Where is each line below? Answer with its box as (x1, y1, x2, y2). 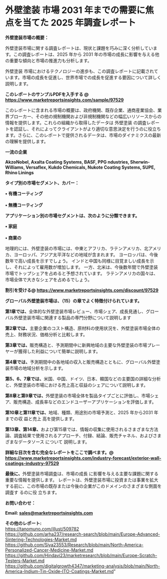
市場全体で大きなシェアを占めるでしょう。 (5, 277, 92, 283)
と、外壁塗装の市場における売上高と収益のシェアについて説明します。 (5, 382, 148, 388)
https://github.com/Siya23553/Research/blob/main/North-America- (5, 542, 144, 548)
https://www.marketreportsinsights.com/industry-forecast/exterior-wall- (5, 455, 162, 461)
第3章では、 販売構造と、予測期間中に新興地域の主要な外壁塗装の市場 (5, 342, 148, 348)
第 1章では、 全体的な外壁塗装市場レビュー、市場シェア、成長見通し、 (5, 308, 146, 314)
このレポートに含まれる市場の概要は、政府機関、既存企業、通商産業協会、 (5, 107, 158, 113)
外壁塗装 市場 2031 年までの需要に (5, 4, 146, 16)
